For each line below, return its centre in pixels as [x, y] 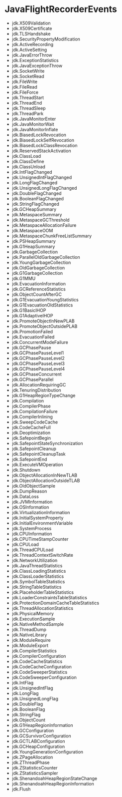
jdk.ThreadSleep [29, 108]
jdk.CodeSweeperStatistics [40, 672]
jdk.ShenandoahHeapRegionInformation [53, 783]
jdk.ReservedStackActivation [41, 151]
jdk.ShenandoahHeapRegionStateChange [55, 778]
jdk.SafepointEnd [29, 459]
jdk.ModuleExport [30, 645]
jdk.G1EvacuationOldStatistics [42, 305]
